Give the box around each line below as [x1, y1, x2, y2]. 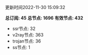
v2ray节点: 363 [12, 32, 44, 37]
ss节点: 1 [12, 44, 31, 50]
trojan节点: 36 [12, 38, 41, 44]
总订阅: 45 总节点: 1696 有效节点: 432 [5, 15, 84, 21]
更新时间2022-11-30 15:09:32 [5, 4, 66, 10]
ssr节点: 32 [12, 25, 36, 31]
